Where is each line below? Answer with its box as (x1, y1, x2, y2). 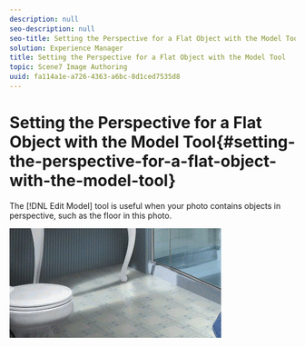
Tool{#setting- (182, 132, 296, 153)
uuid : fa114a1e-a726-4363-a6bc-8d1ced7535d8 (9, 73, 181, 82)
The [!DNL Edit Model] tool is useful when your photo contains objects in (9, 200, 281, 211)
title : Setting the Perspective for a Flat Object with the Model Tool (9, 53, 286, 63)
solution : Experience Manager (9, 44, 124, 53)
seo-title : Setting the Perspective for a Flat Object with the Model (9, 34, 282, 43)
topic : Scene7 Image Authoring (9, 63, 128, 72)
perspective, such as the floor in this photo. (9, 210, 172, 221)
